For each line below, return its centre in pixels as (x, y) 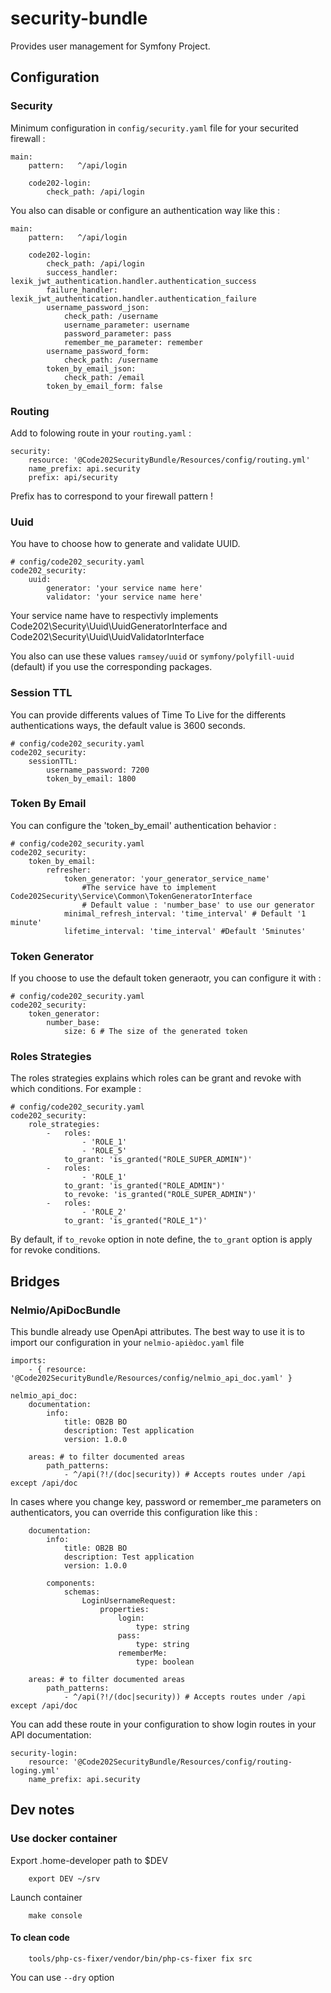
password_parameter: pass (117, 333)
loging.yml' (35, 1771)
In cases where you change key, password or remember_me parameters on (166, 1502)
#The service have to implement (149, 887)
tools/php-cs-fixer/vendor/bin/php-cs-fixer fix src (140, 1958)
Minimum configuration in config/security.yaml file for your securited (154, 128)
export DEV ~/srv (64, 1878)
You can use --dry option (62, 1977)
